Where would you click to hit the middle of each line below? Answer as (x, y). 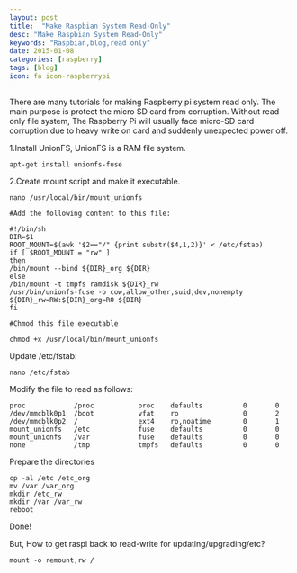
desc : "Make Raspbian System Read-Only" (86, 34)
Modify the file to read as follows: (71, 389)
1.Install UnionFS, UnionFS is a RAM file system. (98, 148)
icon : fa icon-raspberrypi (60, 76)
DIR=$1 (22, 237)
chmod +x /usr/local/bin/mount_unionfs (84, 339)
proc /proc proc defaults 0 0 (144, 406)
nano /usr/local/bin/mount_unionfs (76, 197)
